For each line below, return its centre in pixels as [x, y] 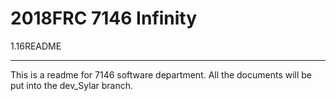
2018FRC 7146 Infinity [104, 18]
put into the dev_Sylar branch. [72, 85]
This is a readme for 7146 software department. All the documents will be [161, 74]
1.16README [36, 46]
